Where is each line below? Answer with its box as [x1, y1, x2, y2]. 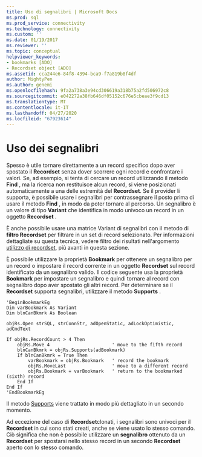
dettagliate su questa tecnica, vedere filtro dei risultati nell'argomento [6, 238, 180, 245]
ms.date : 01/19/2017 [6, 37, 59, 43]
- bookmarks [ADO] [6, 59, 53, 65]
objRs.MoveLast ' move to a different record [28, 363, 188, 369]
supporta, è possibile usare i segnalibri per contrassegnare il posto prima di [6, 194, 195, 201]
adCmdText [6, 326, 31, 332]
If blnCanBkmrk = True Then [17, 352, 88, 358]
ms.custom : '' [6, 31, 42, 37]
